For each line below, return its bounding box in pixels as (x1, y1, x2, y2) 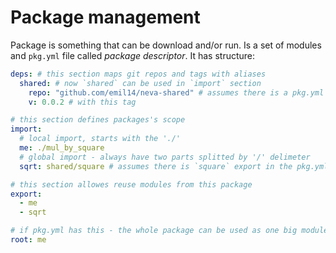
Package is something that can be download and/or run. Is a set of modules (10, 39, 322, 51)
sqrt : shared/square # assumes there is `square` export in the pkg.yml (19, 161, 329, 171)
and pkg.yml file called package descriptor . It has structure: (10, 49, 256, 61)
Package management (10, 6, 201, 29)
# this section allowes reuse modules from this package (10, 179, 253, 190)
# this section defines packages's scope (10, 115, 186, 125)
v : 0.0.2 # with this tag (28, 97, 137, 107)
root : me (10, 235, 47, 245)
